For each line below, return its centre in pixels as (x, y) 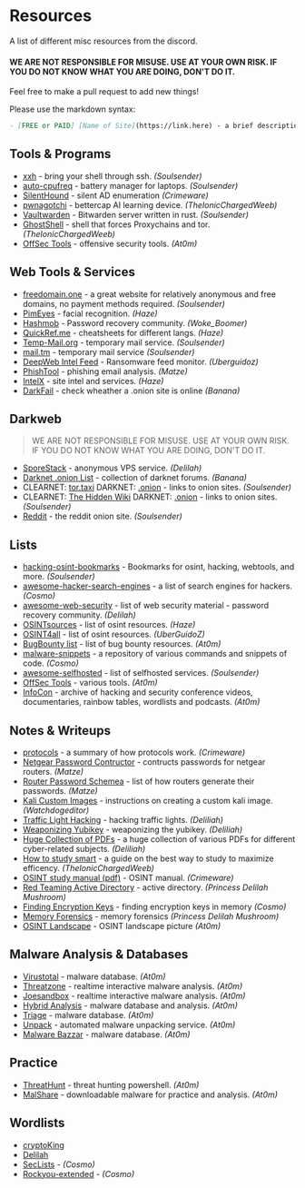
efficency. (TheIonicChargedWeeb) (88, 868)
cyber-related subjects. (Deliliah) (84, 849)
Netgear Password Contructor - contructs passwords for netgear (144, 762)
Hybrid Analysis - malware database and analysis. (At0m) (130, 1005)
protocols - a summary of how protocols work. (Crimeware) (134, 752)
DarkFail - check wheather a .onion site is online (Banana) (131, 391)
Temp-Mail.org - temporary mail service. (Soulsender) (123, 342)
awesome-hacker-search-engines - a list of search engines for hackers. (157, 586)
